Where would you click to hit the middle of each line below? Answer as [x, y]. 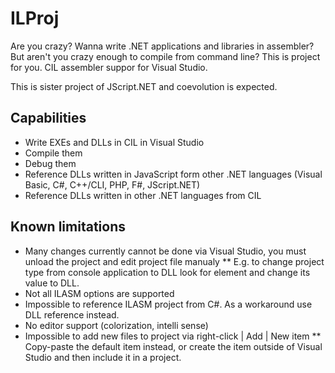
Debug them [50, 163]
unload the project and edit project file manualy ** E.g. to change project [174, 261]
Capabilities [48, 118]
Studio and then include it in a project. [103, 357]
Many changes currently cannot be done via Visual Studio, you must [165, 251]
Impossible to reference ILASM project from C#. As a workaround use [168, 304]
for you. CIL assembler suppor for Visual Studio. [109, 67]
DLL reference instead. [72, 314]
